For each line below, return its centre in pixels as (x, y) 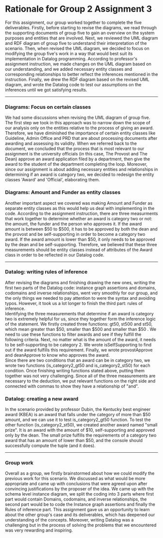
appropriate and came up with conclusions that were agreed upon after (76, 484)
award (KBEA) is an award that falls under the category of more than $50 (78, 415)
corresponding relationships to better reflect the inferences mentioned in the (82, 74)
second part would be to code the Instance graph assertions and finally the (80, 504)
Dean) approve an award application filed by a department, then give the (78, 159)
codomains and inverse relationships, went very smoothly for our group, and (81, 293)
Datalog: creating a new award (42, 399)
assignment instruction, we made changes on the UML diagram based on (78, 64)
